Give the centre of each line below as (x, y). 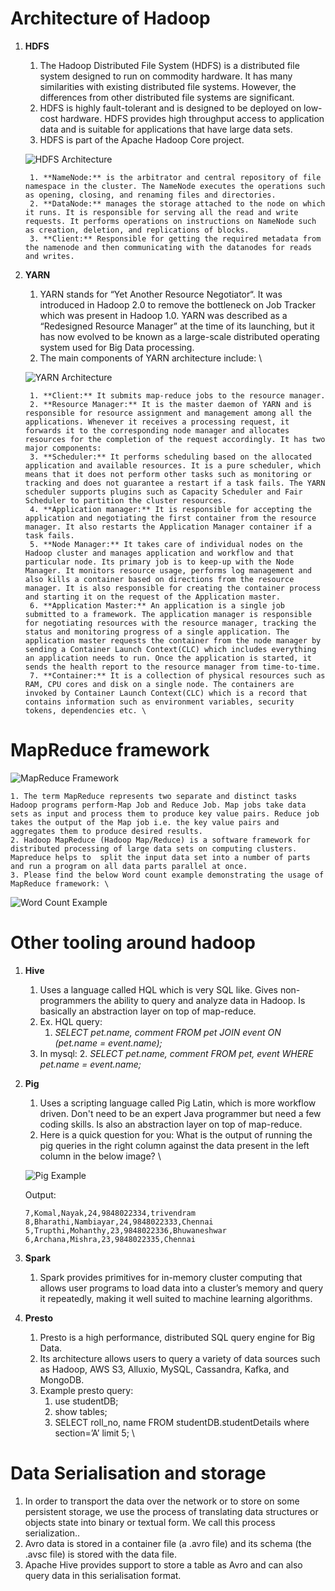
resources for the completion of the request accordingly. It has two (175, 439)
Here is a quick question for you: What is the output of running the (176, 1134)
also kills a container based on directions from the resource (159, 579)
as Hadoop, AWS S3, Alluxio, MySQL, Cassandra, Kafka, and (164, 1369)
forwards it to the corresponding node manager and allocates (157, 430)
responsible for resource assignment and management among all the (168, 413)
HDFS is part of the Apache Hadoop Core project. (142, 139)
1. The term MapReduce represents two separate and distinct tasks (154, 796)
